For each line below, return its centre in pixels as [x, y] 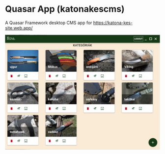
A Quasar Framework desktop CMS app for [49, 23]
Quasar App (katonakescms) [65, 9]
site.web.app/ [19, 28]
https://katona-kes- [113, 23]
